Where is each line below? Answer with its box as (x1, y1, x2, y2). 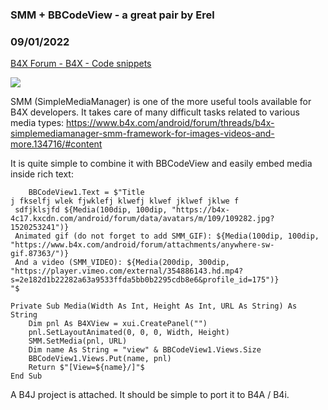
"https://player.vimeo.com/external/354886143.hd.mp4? (10, 266, 244, 277)
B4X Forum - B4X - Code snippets (10, 58, 152, 70)
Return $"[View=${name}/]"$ (28, 363, 145, 373)
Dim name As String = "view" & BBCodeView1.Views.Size (28, 345, 262, 355)
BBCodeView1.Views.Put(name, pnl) (28, 354, 172, 364)
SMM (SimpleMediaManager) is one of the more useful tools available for (10, 96, 312, 108)
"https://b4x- (171, 205, 230, 215)
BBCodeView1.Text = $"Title (28, 188, 145, 198)
